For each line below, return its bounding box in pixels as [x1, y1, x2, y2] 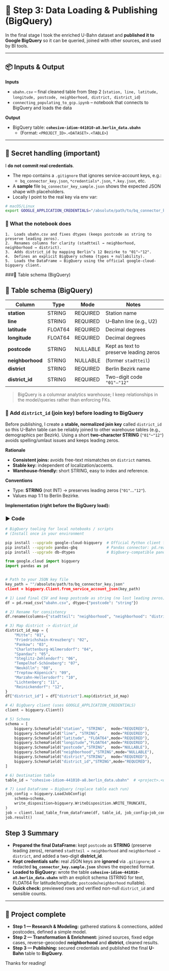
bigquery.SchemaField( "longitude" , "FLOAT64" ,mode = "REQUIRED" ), [14, 740, 150, 745]
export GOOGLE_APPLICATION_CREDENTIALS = [5, 208, 92, 213]
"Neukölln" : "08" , [14, 666, 53, 671]
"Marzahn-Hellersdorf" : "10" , [14, 675, 78, 680]
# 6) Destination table [5, 773, 55, 778]
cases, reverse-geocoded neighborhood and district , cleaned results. [12, 940, 159, 946]
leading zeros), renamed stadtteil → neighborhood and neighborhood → [12, 848, 160, 854]
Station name [105, 310, 137, 317]
